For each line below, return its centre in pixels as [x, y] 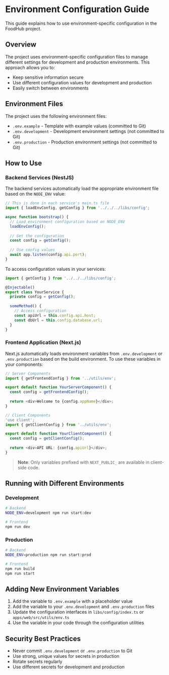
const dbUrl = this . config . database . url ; [58, 320]
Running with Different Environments [65, 484]
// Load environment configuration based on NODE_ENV [67, 222]
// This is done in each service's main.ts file [57, 203]
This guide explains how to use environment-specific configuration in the [81, 23]
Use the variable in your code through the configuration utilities [78, 623]
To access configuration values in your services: [55, 269]
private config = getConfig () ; [43, 297]
